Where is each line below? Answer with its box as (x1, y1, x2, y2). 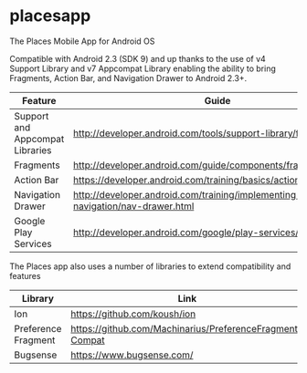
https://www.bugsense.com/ (70, 348, 194, 361)
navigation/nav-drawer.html (72, 200, 195, 212)
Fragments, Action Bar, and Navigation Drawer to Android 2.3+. (9, 72, 248, 83)
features (9, 270, 41, 281)
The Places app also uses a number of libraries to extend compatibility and (9, 261, 291, 272)
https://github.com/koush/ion (70, 307, 196, 320)
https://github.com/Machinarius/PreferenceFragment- (70, 322, 304, 335)
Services (14, 237, 52, 250)
